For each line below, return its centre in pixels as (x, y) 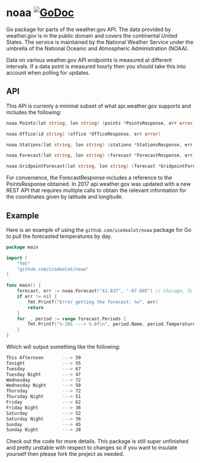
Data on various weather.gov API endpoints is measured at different (89, 60)
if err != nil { (37, 297)
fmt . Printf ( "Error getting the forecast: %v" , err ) (93, 302)
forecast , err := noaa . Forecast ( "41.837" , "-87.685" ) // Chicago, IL (105, 291)
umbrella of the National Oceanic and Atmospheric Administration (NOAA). (98, 48)
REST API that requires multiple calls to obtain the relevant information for (96, 191)
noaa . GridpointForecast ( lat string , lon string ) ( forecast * (84, 166)
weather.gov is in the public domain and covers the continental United (92, 35)
